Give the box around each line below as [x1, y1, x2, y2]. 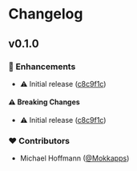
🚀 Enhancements [8, 61, 76, 72]
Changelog [8, 5, 83, 23]
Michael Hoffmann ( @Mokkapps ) [19, 153, 130, 163]
